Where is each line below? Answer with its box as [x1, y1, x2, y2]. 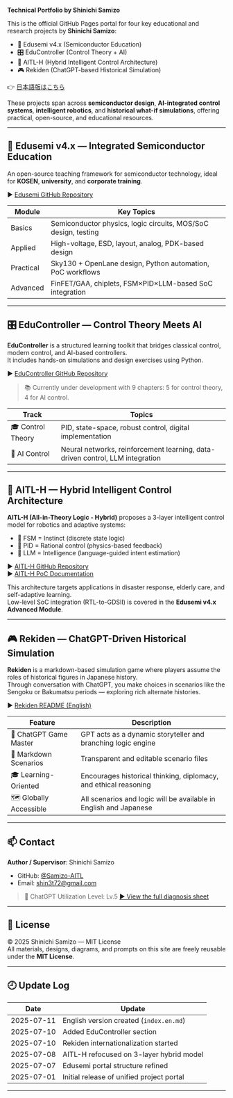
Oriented [10, 781, 40, 791]
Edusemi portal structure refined [62, 1060, 169, 1070]
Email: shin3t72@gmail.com [17, 879, 97, 887]
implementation [60, 432, 112, 441]
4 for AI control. [24, 393, 69, 402]
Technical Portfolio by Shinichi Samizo [7, 6, 120, 14]
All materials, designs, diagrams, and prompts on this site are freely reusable [7, 944, 226, 953]
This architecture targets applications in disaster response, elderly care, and [7, 583, 225, 591]
